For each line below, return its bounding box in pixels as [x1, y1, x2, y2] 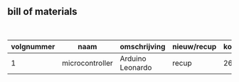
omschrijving [119, 41, 166, 51]
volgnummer [11, 41, 55, 51]
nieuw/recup [172, 41, 217, 51]
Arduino [119, 53, 147, 63]
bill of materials [7, 6, 78, 18]
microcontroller [61, 58, 113, 68]
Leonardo [119, 62, 152, 72]
